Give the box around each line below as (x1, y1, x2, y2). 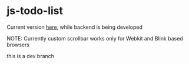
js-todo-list (6, 4, 64, 18)
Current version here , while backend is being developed (6, 23, 143, 31)
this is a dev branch (6, 52, 55, 59)
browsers (6, 41, 30, 48)
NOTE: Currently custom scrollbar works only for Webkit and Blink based (6, 35, 183, 42)
